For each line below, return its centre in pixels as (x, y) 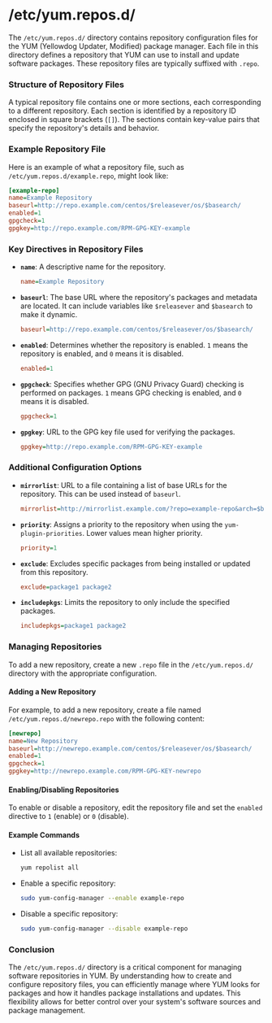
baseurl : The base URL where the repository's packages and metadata (139, 297)
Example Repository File (57, 150)
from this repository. (54, 572)
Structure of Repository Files (66, 85)
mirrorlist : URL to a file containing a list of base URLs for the (123, 485)
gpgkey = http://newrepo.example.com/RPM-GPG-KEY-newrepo (105, 771)
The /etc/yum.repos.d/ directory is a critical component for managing (125, 967)
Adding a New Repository (52, 692)
